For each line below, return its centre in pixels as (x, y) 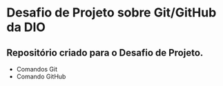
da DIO (26, 27)
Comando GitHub (41, 76)
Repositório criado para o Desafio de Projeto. (105, 53)
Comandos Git (37, 69)
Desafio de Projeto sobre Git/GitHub (111, 13)
